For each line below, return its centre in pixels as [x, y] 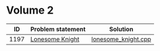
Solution [121, 29]
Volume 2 [30, 10]
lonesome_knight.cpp [121, 39]
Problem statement [58, 29]
